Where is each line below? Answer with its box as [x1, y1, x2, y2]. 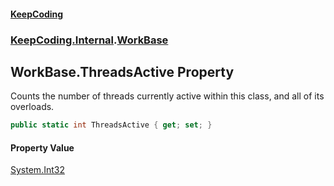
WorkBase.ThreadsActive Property [10, 63, 235, 80]
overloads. [10, 101, 55, 113]
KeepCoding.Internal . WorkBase [10, 33, 169, 47]
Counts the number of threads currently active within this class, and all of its [10, 90, 325, 102]
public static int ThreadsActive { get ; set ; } [10, 120, 213, 130]
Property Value [10, 141, 75, 154]
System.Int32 [10, 164, 65, 176]
